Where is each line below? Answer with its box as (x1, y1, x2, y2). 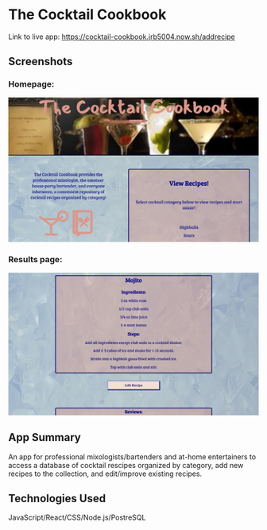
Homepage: (8, 79, 55, 90)
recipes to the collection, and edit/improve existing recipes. (8, 469, 203, 478)
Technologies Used (8, 491, 106, 505)
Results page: (8, 254, 63, 265)
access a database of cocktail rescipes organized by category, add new (8, 460, 244, 470)
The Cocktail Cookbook (8, 6, 167, 24)
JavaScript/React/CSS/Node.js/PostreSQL (8, 513, 146, 522)
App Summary (8, 431, 81, 444)
